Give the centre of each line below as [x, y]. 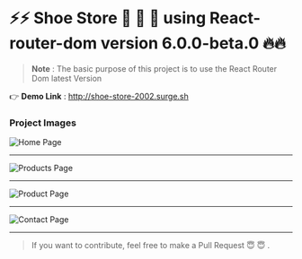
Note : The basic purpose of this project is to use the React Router [154, 68]
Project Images [43, 123]
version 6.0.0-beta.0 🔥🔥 [193, 43]
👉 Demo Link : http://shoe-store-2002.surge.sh [99, 96]
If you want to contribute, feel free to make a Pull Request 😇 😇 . [151, 246]
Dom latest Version [67, 78]
